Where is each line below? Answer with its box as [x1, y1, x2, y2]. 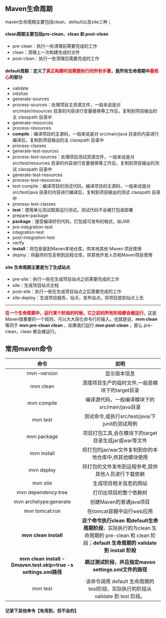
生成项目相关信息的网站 [92, 480, 147, 487]
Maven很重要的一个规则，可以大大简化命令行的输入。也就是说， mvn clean [5, 316, 158, 322]
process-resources [12, 125, 52, 131]
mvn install [29, 450, 55, 457]
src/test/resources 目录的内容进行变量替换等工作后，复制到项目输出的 [12, 160, 155, 166]
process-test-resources [12, 177, 61, 183]
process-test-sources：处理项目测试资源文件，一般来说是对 [12, 154, 135, 160]
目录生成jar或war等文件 [93, 437, 147, 444]
